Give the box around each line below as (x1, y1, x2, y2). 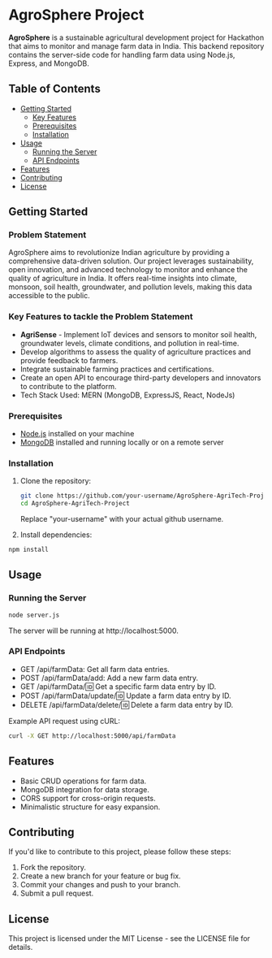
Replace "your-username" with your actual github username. (19, 514, 224, 524)
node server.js (8, 611, 60, 619)
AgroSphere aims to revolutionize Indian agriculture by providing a (8, 248, 230, 258)
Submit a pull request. (19, 888, 94, 899)
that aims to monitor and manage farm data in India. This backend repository (8, 41, 265, 50)
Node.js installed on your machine (19, 429, 135, 439)
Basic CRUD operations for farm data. (19, 776, 147, 786)
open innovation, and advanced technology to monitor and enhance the (8, 265, 248, 275)
